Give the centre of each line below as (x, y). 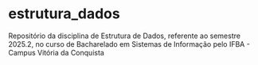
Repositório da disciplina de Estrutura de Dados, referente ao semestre (125, 36)
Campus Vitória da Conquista (57, 52)
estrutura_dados (64, 14)
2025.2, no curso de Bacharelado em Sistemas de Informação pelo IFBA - (129, 44)
